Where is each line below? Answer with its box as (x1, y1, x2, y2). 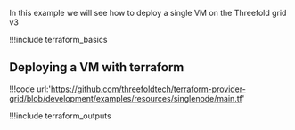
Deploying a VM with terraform (9, 60, 184, 75)
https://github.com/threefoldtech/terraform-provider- (50, 84, 247, 94)
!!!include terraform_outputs (9, 110, 111, 121)
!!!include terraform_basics (9, 35, 108, 45)
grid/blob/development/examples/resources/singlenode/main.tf (9, 93, 242, 103)
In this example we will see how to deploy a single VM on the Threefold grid (9, 8, 287, 18)
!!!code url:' (9, 84, 52, 94)
